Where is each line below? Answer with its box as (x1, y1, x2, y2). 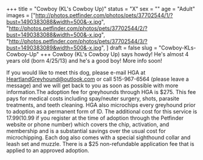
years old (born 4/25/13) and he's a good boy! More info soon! (6, 57, 162, 64)
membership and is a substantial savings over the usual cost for (6, 128, 166, 134)
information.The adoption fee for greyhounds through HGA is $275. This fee (6, 89, 196, 95)
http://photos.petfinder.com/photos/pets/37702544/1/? (35, 12, 173, 19)
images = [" (6, 12, 36, 19)
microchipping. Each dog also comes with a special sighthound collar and (6, 134, 191, 141)
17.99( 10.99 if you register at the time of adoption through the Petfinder (6, 114, 184, 122)
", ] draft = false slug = (101, 44, 158, 51)
